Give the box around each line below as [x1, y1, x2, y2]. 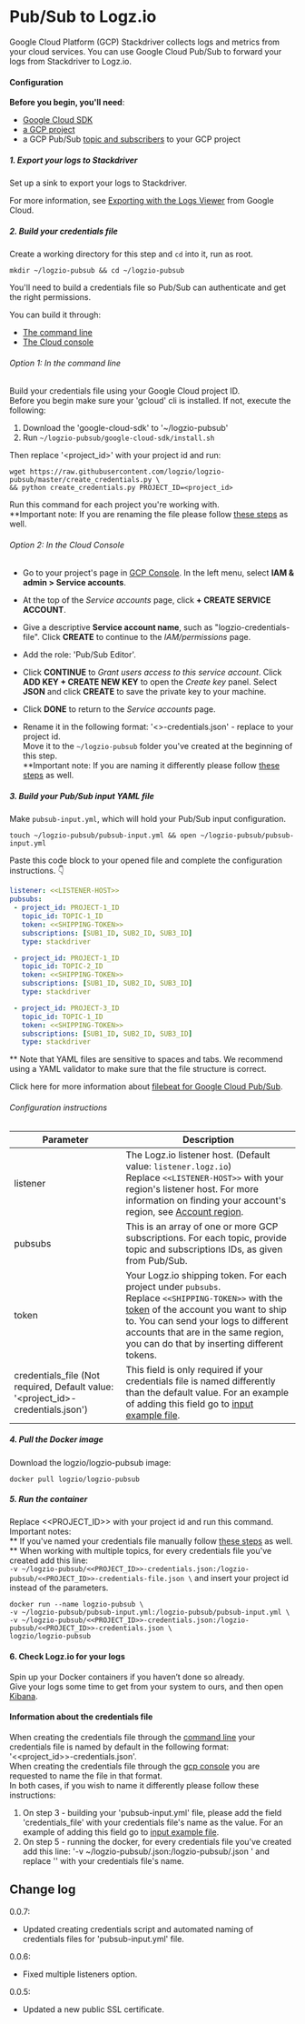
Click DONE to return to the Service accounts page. [22, 704, 216, 715]
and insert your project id [194, 1573, 289, 1584]
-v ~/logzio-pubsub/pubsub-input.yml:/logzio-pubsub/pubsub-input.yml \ [9, 1608, 290, 1618]
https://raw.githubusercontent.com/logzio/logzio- [29, 467, 225, 476]
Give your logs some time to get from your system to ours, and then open [9, 1680, 284, 1692]
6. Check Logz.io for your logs [9, 1651, 125, 1662]
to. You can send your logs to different [125, 1314, 289, 1327]
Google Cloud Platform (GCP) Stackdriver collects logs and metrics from [9, 36, 280, 47]
